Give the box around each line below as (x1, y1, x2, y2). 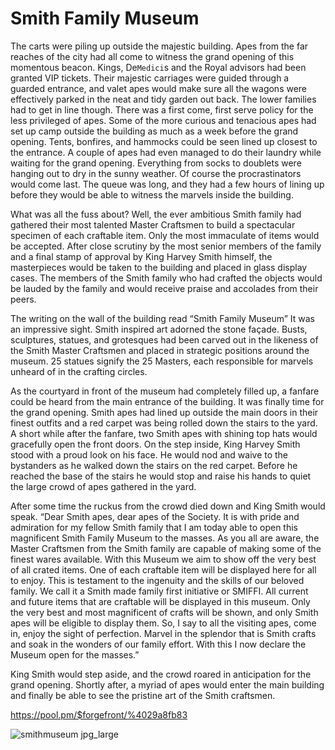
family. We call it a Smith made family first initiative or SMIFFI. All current (10, 585, 309, 597)
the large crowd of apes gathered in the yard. (10, 480, 197, 492)
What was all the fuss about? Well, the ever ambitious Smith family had (10, 208, 302, 220)
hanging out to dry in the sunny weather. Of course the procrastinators (10, 167, 302, 179)
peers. (10, 293, 37, 305)
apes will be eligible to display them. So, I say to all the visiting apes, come (10, 617, 317, 629)
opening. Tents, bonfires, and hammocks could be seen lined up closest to (10, 135, 318, 147)
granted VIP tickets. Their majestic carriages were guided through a (10, 72, 290, 84)
